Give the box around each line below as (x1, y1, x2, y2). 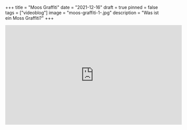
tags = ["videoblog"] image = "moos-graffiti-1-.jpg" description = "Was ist (5, 10, 159, 16)
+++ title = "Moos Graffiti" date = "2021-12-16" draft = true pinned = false (5, 5, 158, 10)
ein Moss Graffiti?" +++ (5, 15, 54, 21)
